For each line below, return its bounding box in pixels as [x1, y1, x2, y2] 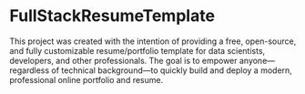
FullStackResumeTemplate [9, 5, 216, 26]
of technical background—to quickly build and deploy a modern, [51, 65, 293, 76]
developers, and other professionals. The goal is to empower [9, 55, 239, 66]
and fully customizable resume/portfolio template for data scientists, [9, 45, 266, 56]
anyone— [239, 55, 276, 66]
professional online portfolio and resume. [9, 74, 164, 85]
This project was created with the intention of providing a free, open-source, [9, 36, 297, 47]
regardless [9, 65, 50, 76]
